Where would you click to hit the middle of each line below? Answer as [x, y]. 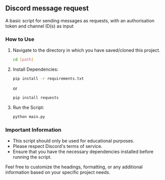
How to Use [20, 39]
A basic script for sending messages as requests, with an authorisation [80, 20]
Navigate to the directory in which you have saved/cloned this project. [86, 50]
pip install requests [36, 98]
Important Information [33, 130]
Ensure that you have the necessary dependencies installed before [83, 152]
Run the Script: [28, 107]
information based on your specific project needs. [58, 172]
